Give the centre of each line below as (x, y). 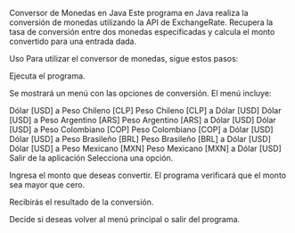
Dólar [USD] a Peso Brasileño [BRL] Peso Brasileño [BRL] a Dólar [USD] (140, 139)
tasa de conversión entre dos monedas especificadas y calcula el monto (142, 32)
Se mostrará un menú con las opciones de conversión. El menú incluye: (140, 93)
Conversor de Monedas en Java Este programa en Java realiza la (129, 13)
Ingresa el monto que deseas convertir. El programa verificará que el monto (148, 175)
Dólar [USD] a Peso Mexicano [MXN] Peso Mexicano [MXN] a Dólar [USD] (146, 148)
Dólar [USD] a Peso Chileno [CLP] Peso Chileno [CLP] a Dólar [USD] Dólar (145, 110)
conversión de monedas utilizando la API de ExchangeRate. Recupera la (141, 22)
